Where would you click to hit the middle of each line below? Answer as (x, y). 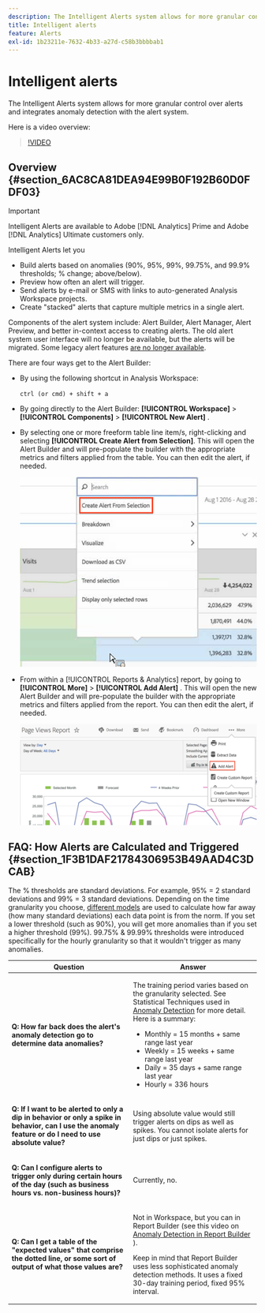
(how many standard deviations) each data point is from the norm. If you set (132, 916)
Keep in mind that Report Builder (185, 1258)
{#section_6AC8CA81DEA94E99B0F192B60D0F (129, 180)
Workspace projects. (53, 299)
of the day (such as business (60, 1184)
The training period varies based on (190, 986)
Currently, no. (155, 1180)
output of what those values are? (67, 1267)
